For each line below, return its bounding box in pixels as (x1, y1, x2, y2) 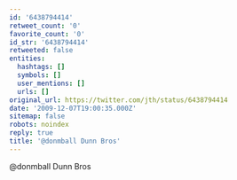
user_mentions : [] (17, 79, 86, 88)
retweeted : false (9, 46, 74, 55)
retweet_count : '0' (9, 21, 82, 30)
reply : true (9, 129, 53, 137)
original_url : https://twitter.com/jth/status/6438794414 (9, 95, 228, 105)
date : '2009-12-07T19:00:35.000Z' (9, 104, 138, 113)
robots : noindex (9, 121, 69, 129)
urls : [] (17, 87, 50, 96)
